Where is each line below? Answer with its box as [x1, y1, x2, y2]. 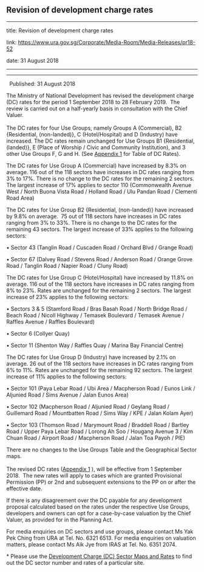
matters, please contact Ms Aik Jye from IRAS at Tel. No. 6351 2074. [6, 540, 177, 548]
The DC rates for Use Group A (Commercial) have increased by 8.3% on [6, 161, 187, 169]
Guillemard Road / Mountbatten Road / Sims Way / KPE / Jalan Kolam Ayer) [6, 409, 194, 417]
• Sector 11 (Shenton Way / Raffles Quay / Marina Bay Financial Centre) [6, 341, 184, 349]
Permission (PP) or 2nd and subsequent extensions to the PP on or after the [6, 478, 196, 485]
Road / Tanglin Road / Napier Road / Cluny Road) [6, 262, 129, 269]
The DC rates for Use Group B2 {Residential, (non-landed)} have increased [6, 206, 194, 213]
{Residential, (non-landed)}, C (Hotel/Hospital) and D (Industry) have [6, 130, 178, 138]
